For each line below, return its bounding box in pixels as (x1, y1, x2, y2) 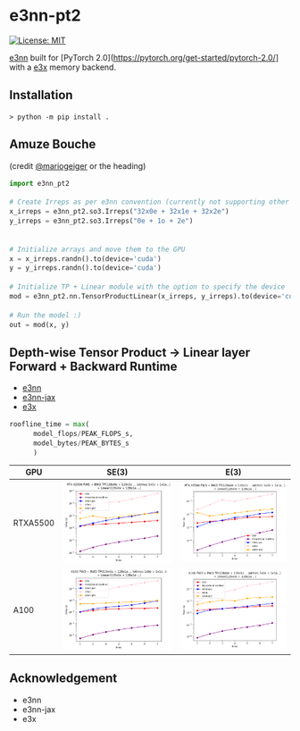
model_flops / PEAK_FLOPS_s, (32, 430, 134, 439)
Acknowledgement (9, 671, 118, 686)
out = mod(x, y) (9, 320, 70, 329)
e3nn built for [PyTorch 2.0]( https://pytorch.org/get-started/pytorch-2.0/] (9, 52, 279, 63)
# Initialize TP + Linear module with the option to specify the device (9, 282, 286, 291)
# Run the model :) (9, 310, 82, 320)
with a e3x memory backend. (9, 62, 117, 72)
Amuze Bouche (9, 137, 96, 152)
